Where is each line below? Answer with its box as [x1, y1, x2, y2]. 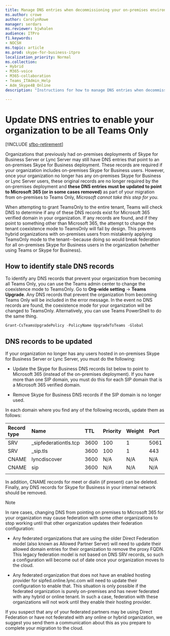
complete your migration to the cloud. [5, 625, 84, 631]
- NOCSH [5, 41, 22, 46]
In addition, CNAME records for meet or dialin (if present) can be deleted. [5, 479, 158, 485]
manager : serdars [5, 21, 42, 27]
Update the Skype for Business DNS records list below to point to [12, 366, 149, 372]
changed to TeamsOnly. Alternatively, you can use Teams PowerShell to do [5, 308, 162, 314]
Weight [126, 427, 144, 434]
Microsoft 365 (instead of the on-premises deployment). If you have [12, 371, 154, 377]
